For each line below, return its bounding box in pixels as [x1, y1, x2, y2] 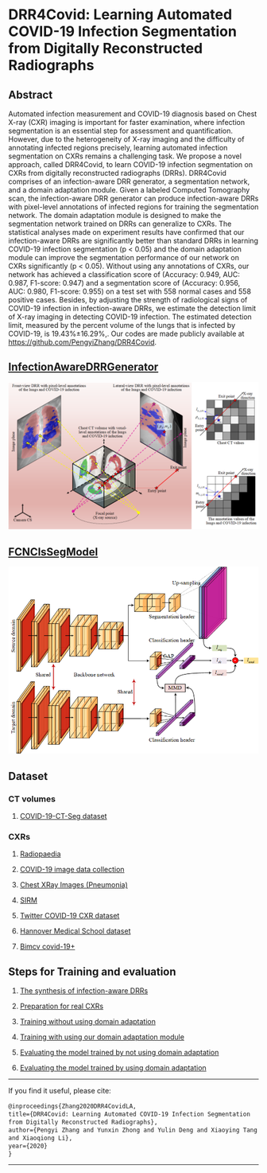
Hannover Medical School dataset [19, 926, 131, 936]
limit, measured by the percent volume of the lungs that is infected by [8, 321, 236, 329]
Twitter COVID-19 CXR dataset [19, 911, 120, 921]
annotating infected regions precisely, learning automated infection [8, 143, 228, 152]
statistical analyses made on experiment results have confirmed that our [8, 228, 245, 236]
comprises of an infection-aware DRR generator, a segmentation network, [8, 177, 250, 186]
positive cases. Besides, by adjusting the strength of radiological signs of [8, 295, 248, 304]
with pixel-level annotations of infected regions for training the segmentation [8, 202, 259, 212]
